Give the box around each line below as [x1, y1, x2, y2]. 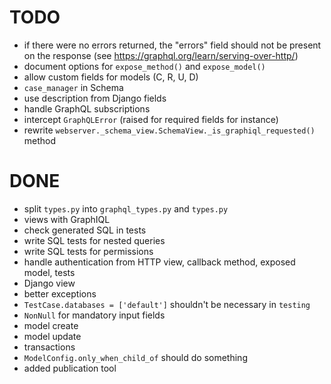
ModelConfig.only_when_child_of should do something [23, 351, 248, 363]
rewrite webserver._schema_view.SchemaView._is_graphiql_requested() [23, 124, 316, 136]
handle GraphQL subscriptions [23, 102, 151, 115]
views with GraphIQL [23, 213, 111, 225]
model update [23, 330, 82, 342]
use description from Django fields [23, 92, 167, 104]
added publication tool [23, 362, 117, 374]
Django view [23, 277, 76, 289]
